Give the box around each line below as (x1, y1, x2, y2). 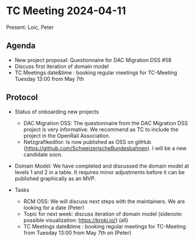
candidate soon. (23, 151, 63, 158)
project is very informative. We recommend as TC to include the (23, 126, 179, 133)
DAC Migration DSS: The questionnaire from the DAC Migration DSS (23, 119, 189, 126)
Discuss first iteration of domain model (14, 63, 109, 70)
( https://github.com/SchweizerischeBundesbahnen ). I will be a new (23, 145, 187, 152)
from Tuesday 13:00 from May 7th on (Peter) (23, 229, 131, 236)
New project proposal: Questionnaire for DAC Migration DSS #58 (14, 56, 172, 63)
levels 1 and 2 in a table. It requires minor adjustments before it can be (14, 168, 185, 175)
